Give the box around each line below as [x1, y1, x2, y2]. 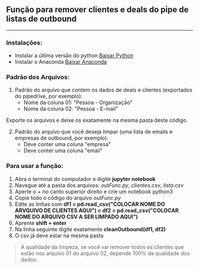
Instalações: [6, 38, 43, 47]
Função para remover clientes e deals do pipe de [6, 5, 189, 15]
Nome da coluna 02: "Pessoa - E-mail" [23, 105, 118, 112]
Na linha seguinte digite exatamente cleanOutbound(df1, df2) [14, 225, 166, 233]
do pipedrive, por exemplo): [14, 93, 83, 100]
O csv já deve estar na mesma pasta [14, 232, 104, 239]
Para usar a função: [6, 162, 64, 170]
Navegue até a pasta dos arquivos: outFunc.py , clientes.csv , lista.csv [14, 182, 184, 189]
